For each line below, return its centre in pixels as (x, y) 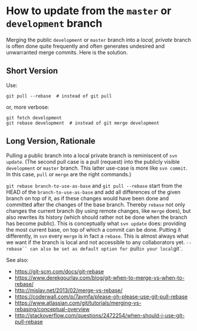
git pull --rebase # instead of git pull (59, 96)
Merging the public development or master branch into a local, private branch (99, 40)
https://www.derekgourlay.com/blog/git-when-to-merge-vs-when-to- (99, 278)
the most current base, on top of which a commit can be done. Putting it (93, 229)
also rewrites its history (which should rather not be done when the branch (97, 217)
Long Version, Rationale (51, 141)
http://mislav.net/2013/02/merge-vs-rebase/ (68, 290)
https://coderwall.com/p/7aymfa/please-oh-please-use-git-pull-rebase (101, 296)
